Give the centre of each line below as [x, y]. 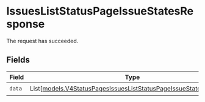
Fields [18, 60]
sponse [26, 24]
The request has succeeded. [42, 41]
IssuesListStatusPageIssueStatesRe [100, 11]
